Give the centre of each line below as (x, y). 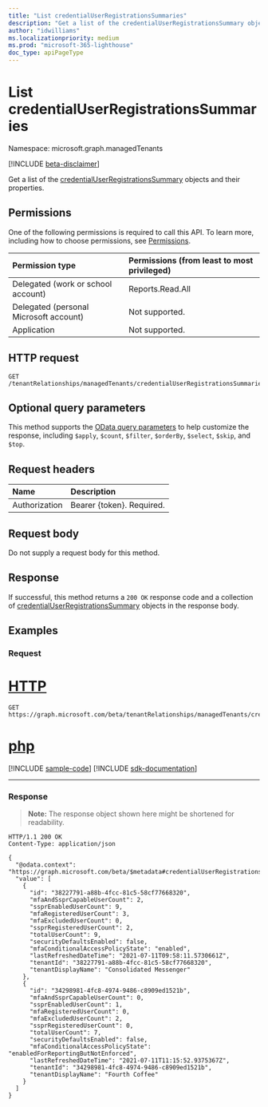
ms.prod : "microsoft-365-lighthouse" (71, 46)
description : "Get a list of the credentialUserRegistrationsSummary (126, 23)
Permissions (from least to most (191, 260)
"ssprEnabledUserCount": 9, (76, 907)
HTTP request (44, 358)
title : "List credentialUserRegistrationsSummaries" (98, 16)
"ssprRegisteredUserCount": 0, (81, 1026)
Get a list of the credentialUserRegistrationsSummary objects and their (124, 179)
